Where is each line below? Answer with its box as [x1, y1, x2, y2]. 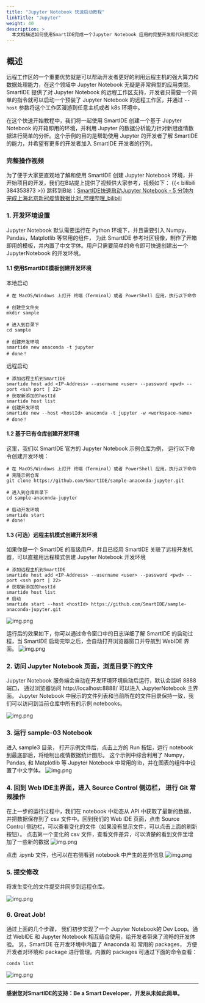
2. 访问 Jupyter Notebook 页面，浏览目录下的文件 [6, 662, 153, 670]
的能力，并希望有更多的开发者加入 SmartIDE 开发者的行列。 [6, 139, 156, 147]
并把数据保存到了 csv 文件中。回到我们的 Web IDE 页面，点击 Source [6, 815, 180, 823]
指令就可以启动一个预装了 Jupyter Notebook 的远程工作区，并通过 [16, 96, 183, 103]
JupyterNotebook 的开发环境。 [6, 249, 84, 257]
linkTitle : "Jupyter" [6, 15, 62, 21]
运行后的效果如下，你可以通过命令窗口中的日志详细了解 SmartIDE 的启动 [6, 630, 188, 637]
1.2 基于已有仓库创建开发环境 [6, 430, 79, 437]
